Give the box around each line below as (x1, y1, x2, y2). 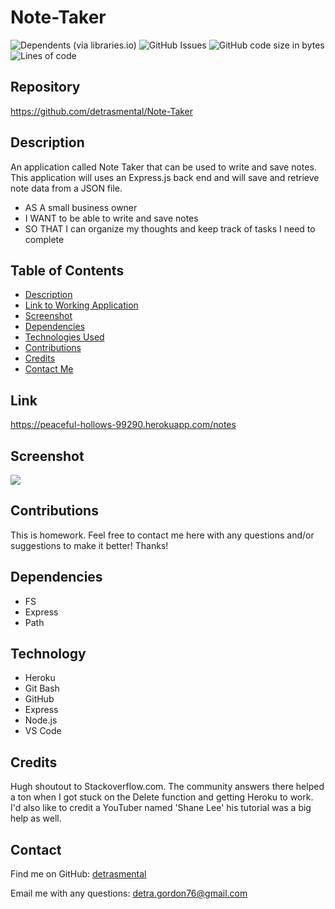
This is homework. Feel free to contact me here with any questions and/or (10, 529, 315, 541)
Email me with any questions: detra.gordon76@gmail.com (10, 887, 248, 900)
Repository (10, 79, 81, 96)
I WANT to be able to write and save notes (24, 212, 199, 224)
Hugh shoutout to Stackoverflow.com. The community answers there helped (10, 781, 325, 793)
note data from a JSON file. (10, 182, 123, 194)
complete (24, 233, 65, 245)
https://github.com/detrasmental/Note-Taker (10, 105, 194, 117)
